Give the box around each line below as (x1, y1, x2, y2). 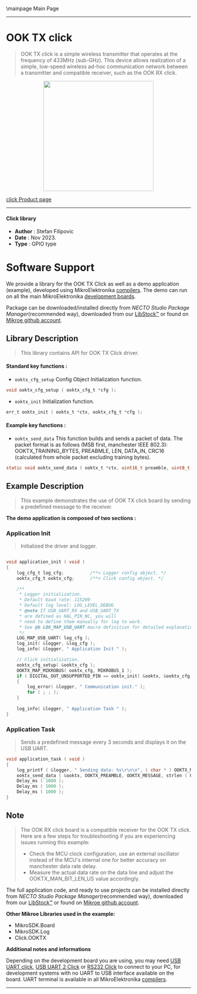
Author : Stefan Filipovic (14, 228, 74, 235)
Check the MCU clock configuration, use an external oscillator (29, 850, 180, 857)
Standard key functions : (6, 362, 67, 370)
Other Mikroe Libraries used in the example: (6, 910, 116, 917)
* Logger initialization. (19, 592, 83, 597)
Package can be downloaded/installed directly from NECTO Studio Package (6, 304, 190, 311)
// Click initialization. (16, 657, 80, 663)
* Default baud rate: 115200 (19, 597, 91, 603)
